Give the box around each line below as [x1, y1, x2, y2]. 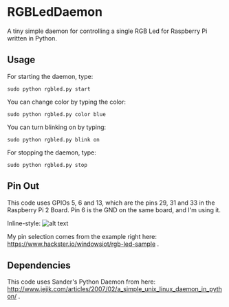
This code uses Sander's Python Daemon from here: [7, 277, 156, 286]
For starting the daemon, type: [7, 72, 94, 80]
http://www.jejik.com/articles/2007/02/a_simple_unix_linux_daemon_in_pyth [7, 285, 222, 293]
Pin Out [7, 180, 40, 192]
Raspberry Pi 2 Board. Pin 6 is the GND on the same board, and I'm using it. [7, 205, 221, 214]
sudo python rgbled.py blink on [7, 136, 100, 143]
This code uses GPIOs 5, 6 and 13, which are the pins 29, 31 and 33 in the [7, 198, 215, 207]
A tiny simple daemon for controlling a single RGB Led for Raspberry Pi [7, 27, 208, 35]
